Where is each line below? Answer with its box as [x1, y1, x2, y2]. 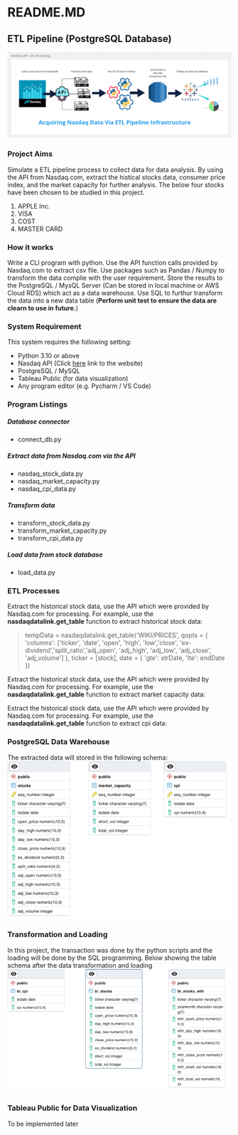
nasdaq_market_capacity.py [17, 477, 100, 486]
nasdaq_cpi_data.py [17, 485, 77, 493]
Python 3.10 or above [17, 352, 80, 360]
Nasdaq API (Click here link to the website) [17, 359, 144, 367]
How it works [7, 242, 54, 252]
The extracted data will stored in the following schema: [7, 753, 168, 762]
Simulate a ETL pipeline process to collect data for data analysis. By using [7, 165, 224, 174]
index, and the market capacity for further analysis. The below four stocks [7, 180, 225, 189]
